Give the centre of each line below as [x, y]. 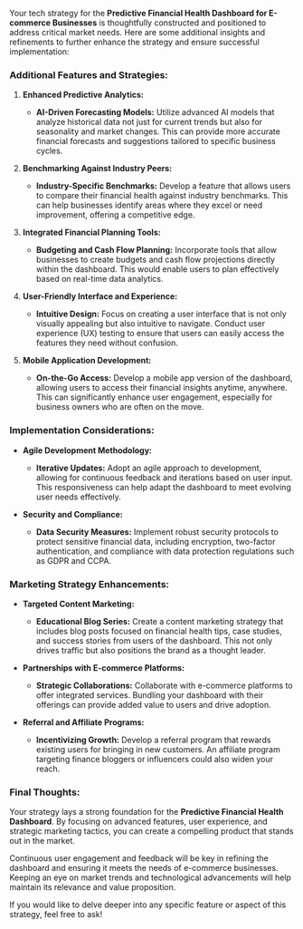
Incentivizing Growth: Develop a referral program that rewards [153, 740]
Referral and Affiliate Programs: [83, 722]
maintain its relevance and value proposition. [93, 887]
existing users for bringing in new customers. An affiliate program [158, 749]
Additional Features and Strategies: [89, 74]
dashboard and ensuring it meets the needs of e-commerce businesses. [144, 868]
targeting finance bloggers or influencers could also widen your [155, 759]
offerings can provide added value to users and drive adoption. [153, 704]
